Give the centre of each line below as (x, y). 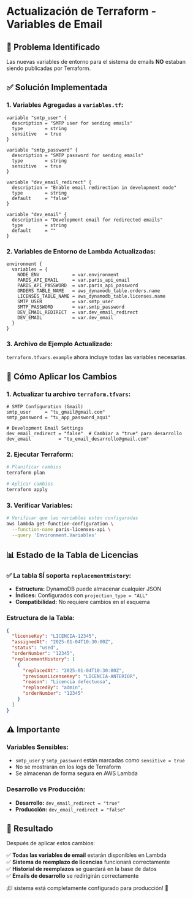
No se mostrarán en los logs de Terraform (68, 767)
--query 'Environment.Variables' (55, 535)
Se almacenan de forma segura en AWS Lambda (76, 773)
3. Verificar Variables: (40, 505)
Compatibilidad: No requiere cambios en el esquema (82, 602)
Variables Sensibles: (38, 747)
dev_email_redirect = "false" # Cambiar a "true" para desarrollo (94, 433)
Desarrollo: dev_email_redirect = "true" (68, 803)
